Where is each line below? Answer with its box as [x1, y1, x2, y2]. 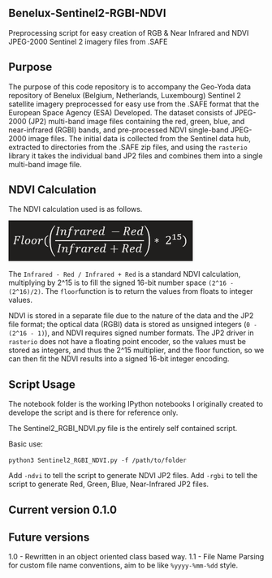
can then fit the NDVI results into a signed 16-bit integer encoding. [8, 354, 230, 364]
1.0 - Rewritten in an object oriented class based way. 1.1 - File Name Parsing [8, 552, 265, 562]
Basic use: [8, 439, 43, 449]
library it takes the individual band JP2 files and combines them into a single [8, 150, 263, 161]
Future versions [8, 531, 90, 545]
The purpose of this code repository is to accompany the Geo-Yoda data [8, 81, 252, 92]
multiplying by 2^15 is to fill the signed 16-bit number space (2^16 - [8, 278, 234, 287]
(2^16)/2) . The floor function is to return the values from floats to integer [8, 287, 253, 296]
